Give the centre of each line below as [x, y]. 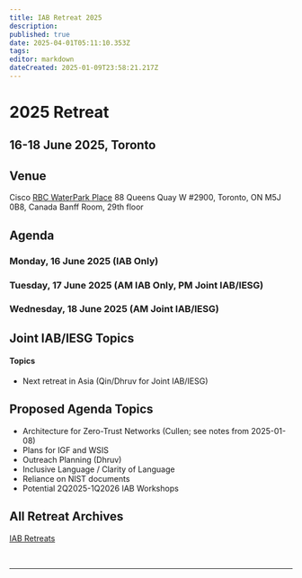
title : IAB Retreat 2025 [56, 18]
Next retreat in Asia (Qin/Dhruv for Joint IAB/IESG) [115, 381]
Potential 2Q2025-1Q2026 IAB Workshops [101, 488]
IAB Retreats [32, 538]
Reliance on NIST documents [76, 478]
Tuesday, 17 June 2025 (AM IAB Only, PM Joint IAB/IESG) [136, 285]
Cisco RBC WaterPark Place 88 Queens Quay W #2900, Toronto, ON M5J [145, 198]
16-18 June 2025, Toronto [83, 145]
